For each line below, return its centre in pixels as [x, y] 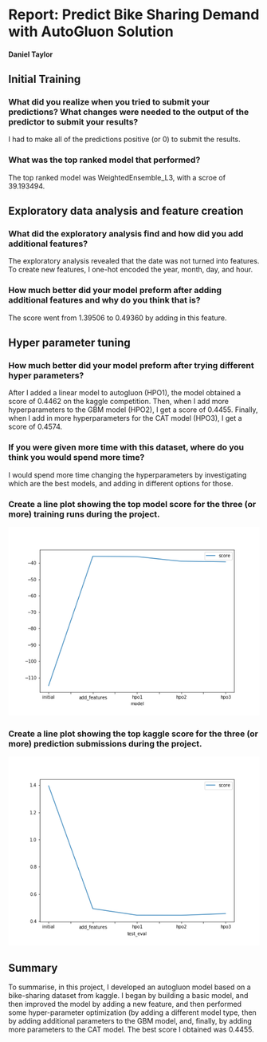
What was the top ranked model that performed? [104, 160]
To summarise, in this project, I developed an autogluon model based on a [130, 987]
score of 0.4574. [35, 427]
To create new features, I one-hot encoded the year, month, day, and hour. [131, 270]
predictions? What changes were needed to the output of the [129, 112]
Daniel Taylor [31, 54]
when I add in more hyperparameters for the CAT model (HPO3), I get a [125, 418]
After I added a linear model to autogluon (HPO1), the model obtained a [125, 393]
